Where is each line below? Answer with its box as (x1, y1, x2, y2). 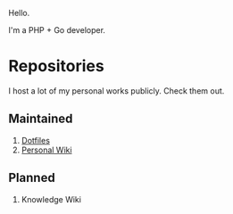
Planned (8, 170, 55, 185)
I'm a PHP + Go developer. (8, 25, 106, 35)
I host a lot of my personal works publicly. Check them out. (8, 85, 225, 96)
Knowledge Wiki (21, 193, 82, 204)
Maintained (8, 111, 73, 127)
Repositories (8, 56, 104, 77)
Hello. (8, 8, 30, 18)
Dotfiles (21, 135, 51, 145)
